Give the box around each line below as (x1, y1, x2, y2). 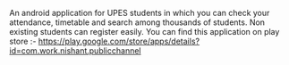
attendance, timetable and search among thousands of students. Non (9, 17, 266, 28)
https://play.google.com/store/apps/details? (38, 36, 200, 46)
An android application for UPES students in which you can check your (9, 8, 270, 18)
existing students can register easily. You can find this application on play (9, 27, 280, 37)
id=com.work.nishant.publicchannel (9, 45, 141, 56)
